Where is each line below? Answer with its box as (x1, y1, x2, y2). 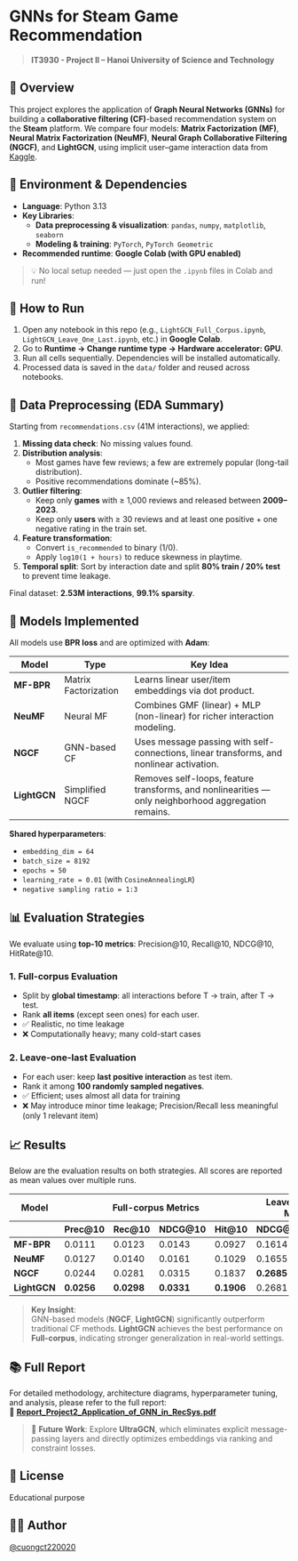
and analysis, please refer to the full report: (9, 1397, 167, 1408)
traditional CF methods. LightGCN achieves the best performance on (30, 1324, 284, 1334)
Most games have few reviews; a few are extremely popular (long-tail (35, 457, 289, 468)
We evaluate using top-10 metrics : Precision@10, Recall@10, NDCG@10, (9, 938, 275, 949)
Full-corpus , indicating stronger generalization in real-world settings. (30, 1332, 285, 1344)
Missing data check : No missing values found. (21, 439, 193, 449)
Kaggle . (9, 151, 38, 162)
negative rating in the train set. (35, 523, 148, 535)
